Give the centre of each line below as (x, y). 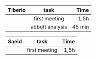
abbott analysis (49, 27)
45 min (81, 27)
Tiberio (17, 10)
